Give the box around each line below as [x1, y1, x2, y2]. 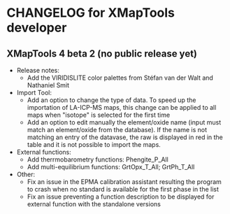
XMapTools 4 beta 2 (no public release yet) [6, 48, 197, 59]
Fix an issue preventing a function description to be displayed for [27, 192, 215, 201]
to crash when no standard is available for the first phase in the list [27, 185, 220, 193]
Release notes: [16, 66, 60, 74]
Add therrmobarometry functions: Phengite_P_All [27, 155, 168, 164]
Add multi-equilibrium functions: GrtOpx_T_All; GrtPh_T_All [27, 163, 195, 171]
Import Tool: [16, 89, 52, 97]
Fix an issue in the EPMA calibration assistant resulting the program [27, 178, 222, 186]
